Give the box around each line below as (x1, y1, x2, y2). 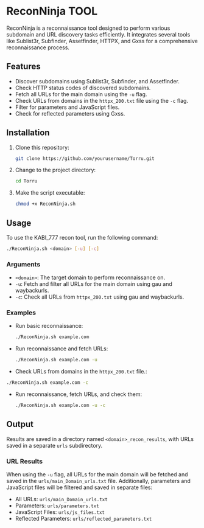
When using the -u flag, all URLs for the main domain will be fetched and (6, 471, 188, 478)
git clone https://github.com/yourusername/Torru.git (15, 155, 155, 162)
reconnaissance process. (6, 44, 70, 51)
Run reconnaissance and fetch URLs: (15, 345, 108, 352)
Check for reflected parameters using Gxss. (15, 109, 125, 117)
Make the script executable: (15, 189, 85, 196)
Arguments (6, 260, 41, 268)
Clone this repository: (15, 144, 69, 151)
